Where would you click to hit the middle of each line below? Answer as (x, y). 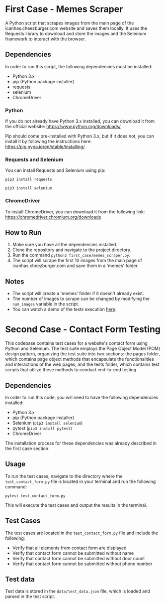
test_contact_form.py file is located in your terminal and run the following (81, 481)
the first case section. (27, 449)
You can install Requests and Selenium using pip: (55, 170)
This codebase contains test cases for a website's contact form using (77, 343)
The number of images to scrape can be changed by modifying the (81, 299)
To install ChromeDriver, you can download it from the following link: (75, 212)
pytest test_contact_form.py (35, 496)
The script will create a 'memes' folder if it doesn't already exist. (78, 294)
